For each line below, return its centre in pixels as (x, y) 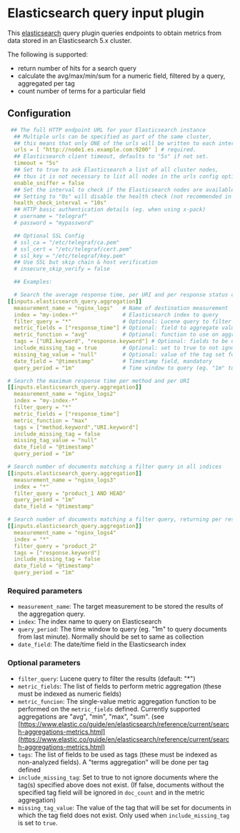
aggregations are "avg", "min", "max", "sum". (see (91, 717)
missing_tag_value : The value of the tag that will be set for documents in (125, 807)
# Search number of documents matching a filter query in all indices (115, 467)
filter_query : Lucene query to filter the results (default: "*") (106, 678)
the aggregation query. (51, 614)
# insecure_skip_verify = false (62, 269)
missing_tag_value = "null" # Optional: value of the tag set (119, 354)
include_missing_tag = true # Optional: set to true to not (116, 348)
